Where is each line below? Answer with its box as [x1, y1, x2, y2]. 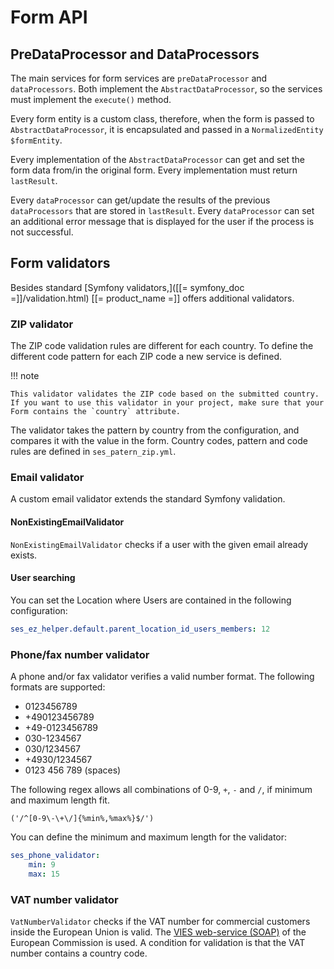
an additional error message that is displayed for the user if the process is [10, 216, 315, 227]
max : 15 [28, 869, 60, 879]
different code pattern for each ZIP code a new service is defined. [10, 351, 283, 363]
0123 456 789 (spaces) [24, 764, 122, 776]
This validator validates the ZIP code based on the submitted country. [10, 389, 320, 400]
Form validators [10, 255, 111, 272]
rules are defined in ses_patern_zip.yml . [10, 446, 177, 458]
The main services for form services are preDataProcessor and [10, 72, 268, 84]
